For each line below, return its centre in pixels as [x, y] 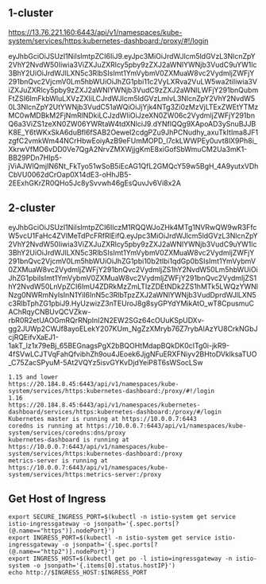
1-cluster [31, 13]
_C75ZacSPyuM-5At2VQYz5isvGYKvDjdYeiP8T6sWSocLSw [106, 362]
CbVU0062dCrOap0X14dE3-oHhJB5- [70, 174]
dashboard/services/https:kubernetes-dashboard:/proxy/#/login [115, 412]
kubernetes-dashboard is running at [69, 440]
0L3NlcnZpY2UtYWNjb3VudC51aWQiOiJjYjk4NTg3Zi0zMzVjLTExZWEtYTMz [133, 107]
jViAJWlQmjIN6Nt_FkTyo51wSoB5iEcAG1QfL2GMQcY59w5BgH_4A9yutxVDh [133, 165]
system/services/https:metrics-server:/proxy [85, 474]
